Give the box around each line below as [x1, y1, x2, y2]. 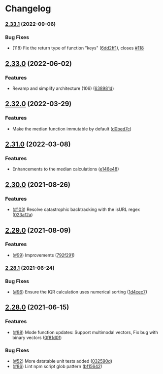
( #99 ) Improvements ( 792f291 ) [12, 252, 75, 258]
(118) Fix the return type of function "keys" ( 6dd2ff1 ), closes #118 [12, 45, 144, 51]
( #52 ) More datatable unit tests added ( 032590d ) [12, 358, 112, 364]
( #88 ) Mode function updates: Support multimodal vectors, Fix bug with [12, 329, 159, 335]
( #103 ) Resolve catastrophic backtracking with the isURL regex [12, 207, 140, 212]
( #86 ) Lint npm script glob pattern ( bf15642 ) [12, 364, 102, 370]
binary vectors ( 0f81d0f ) [12, 334, 62, 340]
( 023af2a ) [12, 212, 33, 218]
